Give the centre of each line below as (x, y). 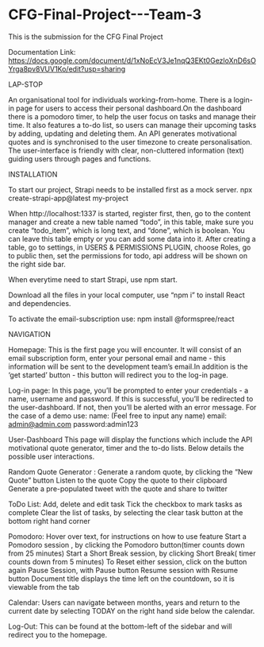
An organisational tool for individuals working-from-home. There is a (120, 99)
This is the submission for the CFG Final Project (86, 37)
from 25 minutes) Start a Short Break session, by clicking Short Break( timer (132, 553)
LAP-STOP (26, 84)
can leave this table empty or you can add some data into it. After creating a (132, 238)
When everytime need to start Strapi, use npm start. (93, 279)
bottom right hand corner (50, 521)
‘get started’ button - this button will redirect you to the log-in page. (118, 374)
